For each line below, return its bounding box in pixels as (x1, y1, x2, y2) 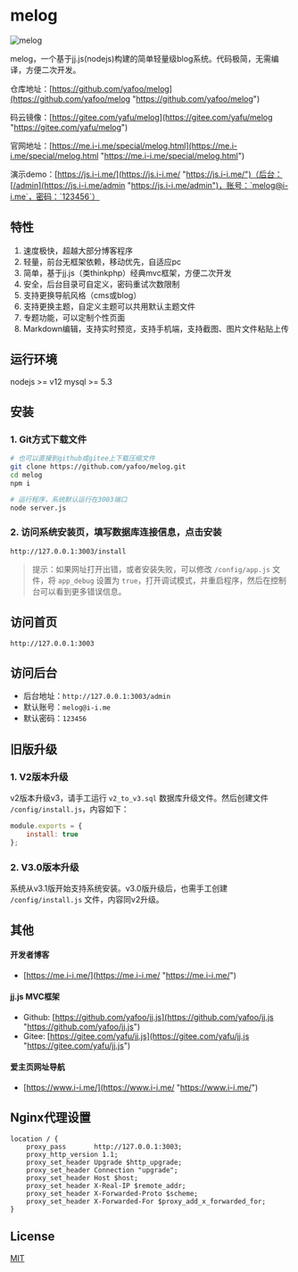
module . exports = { (10, 822, 83, 831)
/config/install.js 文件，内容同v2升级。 (10, 894, 164, 905)
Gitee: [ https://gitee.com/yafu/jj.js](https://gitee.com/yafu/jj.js (22, 1030, 250, 1041)
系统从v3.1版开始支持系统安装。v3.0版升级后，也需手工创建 (10, 883, 228, 894)
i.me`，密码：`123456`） (10, 191, 101, 202)
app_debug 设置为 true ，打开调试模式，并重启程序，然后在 (57, 575, 271, 586)
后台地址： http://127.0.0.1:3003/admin (22, 691, 171, 702)
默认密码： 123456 (22, 713, 87, 724)
